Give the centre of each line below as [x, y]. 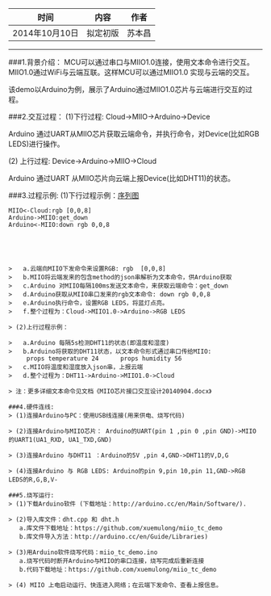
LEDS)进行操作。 [36, 144]
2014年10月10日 [46, 33]
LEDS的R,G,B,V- [33, 480]
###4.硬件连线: [31, 407]
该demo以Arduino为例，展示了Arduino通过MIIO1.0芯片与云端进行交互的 [127, 89]
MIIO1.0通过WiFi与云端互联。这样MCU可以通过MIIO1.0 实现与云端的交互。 [131, 72]
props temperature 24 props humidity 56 [104, 359]
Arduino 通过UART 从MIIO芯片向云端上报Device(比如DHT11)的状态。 [122, 178]
